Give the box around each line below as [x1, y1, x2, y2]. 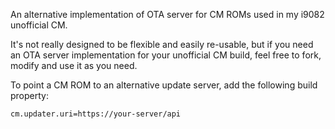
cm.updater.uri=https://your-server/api [10, 109, 182, 119]
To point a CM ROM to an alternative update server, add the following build [10, 79, 318, 91]
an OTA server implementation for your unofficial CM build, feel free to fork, [10, 49, 322, 61]
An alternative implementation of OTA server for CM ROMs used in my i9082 [10, 9, 325, 20]
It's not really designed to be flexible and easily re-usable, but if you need [10, 39, 314, 50]
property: [10, 90, 49, 101]
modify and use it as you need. [10, 60, 138, 71]
